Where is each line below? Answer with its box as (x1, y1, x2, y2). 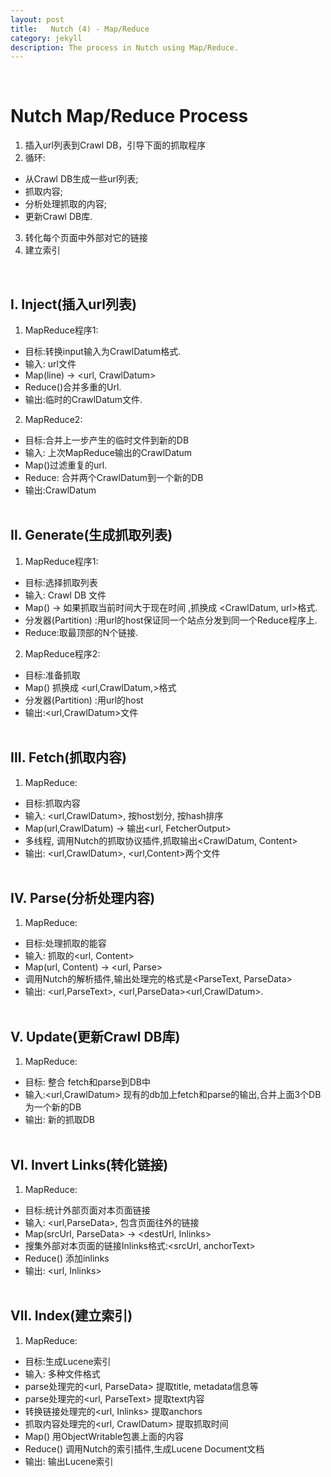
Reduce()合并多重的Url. (24, 381, 122, 393)
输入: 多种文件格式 (24, 1367, 101, 1380)
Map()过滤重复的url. (24, 459, 108, 471)
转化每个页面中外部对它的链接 (24, 232, 148, 244)
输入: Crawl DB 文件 (24, 589, 107, 601)
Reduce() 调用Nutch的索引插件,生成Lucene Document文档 (24, 1442, 265, 1455)
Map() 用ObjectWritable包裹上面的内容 (24, 1430, 185, 1442)
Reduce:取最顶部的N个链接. (24, 626, 139, 638)
